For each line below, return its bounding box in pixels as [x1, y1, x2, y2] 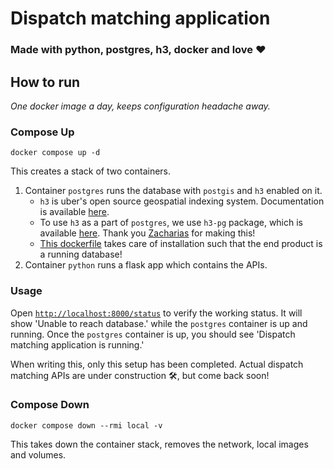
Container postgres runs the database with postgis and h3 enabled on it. [24, 185, 323, 197]
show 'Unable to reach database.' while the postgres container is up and [10, 317, 308, 329]
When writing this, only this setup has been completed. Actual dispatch [10, 358, 304, 370]
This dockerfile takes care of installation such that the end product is [39, 238, 323, 250]
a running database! [39, 248, 123, 261]
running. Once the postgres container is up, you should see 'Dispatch [10, 328, 296, 340]
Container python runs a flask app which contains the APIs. [24, 259, 268, 271]
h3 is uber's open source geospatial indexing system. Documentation [39, 195, 325, 207]
